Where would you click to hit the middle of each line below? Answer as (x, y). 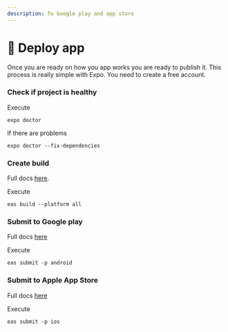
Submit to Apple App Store (53, 280)
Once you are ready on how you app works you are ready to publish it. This (114, 67)
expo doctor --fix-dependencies (54, 146)
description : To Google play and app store (71, 14)
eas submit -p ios (34, 322)
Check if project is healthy (52, 92)
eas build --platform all (44, 204)
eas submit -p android (40, 263)
